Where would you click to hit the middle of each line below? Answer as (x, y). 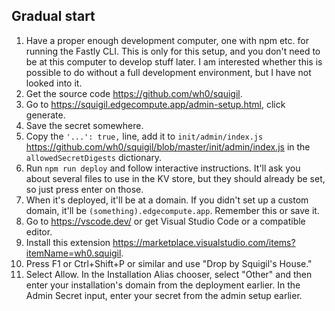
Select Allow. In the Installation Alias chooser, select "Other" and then (169, 274)
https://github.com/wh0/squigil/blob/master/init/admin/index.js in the (168, 146)
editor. (39, 231)
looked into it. (54, 83)
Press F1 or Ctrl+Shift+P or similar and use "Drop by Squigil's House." (169, 263)
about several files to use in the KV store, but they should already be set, (175, 178)
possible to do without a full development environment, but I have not (168, 72)
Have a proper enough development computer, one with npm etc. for (167, 40)
